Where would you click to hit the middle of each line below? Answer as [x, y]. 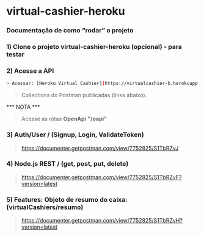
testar [15, 54]
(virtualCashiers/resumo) [45, 207]
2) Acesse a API [30, 70]
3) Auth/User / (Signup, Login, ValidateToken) [75, 135]
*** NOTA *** [24, 107]
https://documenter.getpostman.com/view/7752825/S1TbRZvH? [102, 221]
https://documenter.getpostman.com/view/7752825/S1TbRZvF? [101, 177]
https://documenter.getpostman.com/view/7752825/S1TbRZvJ [100, 148]
